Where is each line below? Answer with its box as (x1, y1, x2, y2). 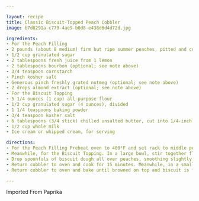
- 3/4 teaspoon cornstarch (6, 69, 73, 74)
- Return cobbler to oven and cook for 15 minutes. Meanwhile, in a (6, 161, 179, 167)
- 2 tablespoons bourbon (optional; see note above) (6, 63, 139, 69)
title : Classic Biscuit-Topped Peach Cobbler (6, 19, 120, 25)
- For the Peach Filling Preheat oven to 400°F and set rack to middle (6, 145, 187, 151)
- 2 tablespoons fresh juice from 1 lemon (6, 57, 113, 63)
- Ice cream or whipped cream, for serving (6, 129, 115, 135)
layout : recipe (6, 14, 44, 20)
